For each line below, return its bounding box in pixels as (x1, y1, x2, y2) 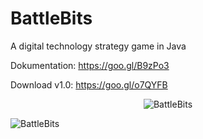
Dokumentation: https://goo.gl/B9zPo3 (10, 59, 170, 71)
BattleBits (10, 7, 93, 30)
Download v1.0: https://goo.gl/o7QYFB (10, 78, 168, 91)
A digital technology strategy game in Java (10, 40, 187, 52)
